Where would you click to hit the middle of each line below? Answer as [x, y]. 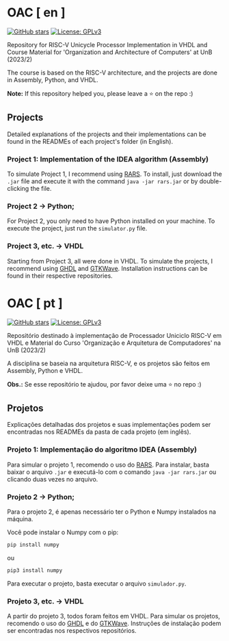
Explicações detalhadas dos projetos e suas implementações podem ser [109, 425]
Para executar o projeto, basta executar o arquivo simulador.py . [97, 584]
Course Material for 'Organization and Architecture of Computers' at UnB [110, 52]
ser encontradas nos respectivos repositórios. [72, 631]
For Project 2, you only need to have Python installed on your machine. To [111, 221]
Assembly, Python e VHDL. [45, 370]
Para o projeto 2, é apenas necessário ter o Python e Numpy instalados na [112, 512]
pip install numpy [33, 545]
